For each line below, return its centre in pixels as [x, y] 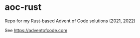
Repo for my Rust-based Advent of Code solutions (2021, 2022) [70, 21]
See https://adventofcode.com [36, 30]
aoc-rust [23, 7]
